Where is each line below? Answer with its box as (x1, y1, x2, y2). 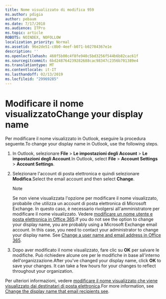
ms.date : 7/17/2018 (5, 21, 46, 26)
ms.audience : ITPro (5, 26, 46, 31)
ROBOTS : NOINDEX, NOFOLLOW (5, 35, 61, 40)
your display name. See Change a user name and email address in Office (12, 232, 161, 238)
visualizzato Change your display (5, 108, 144, 120)
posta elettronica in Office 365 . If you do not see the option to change (12, 216, 154, 222)
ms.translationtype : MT (5, 63, 55, 68)
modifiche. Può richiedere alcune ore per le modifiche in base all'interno (12, 252, 160, 258)
